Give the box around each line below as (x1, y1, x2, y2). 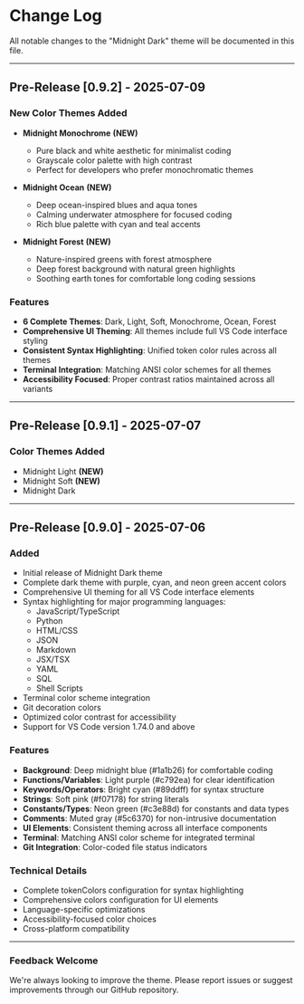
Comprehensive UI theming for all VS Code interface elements (22, 587, 255, 598)
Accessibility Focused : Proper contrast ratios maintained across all (22, 373, 275, 385)
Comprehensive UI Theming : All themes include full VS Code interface (22, 325, 288, 336)
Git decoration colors (22, 703, 101, 713)
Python (35, 616, 63, 626)
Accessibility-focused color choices (22, 913, 157, 924)
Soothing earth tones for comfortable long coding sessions (35, 273, 256, 283)
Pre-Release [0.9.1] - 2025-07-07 (9, 418, 202, 434)
